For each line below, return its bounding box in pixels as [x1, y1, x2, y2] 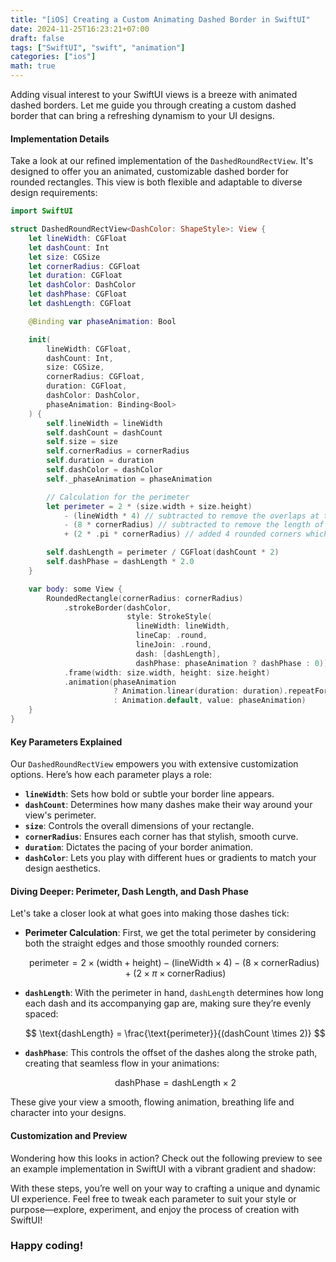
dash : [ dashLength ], [135, 649, 222, 659]
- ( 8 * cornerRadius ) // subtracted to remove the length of [63, 520, 325, 530]
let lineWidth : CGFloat [28, 233, 128, 243]
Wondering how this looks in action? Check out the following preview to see [10, 1152, 323, 1164]
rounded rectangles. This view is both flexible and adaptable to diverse [10, 176, 303, 188]
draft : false [10, 33, 65, 43]
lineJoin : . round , [135, 640, 213, 650]
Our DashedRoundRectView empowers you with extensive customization [10, 758, 299, 770]
